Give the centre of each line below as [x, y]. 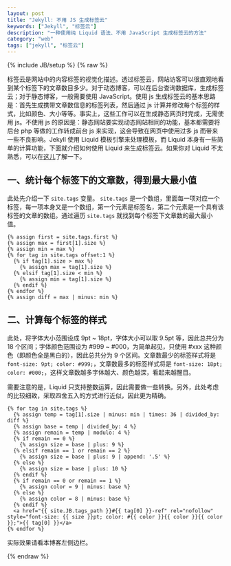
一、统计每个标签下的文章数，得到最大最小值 [102, 181]
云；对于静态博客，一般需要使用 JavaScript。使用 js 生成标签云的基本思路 [111, 96]
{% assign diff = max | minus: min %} [63, 297]
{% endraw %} [28, 556]
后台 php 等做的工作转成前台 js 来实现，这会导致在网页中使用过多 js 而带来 [113, 131]
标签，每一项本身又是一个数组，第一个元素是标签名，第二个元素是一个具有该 [115, 206]
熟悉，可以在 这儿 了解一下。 [46, 156]
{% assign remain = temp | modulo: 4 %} [72, 433]
